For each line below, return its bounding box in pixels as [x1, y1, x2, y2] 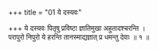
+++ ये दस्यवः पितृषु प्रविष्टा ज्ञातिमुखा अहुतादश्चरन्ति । [8, 24, 146, 33]
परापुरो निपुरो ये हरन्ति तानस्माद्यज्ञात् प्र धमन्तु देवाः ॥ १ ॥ [8, 33, 150, 41]
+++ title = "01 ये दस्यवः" [8, 8, 82, 17]
